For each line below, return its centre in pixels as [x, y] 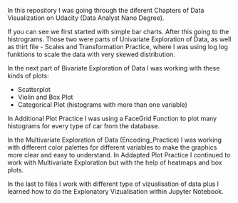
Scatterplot [34, 89]
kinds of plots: [28, 76]
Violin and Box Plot [45, 97]
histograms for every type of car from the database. [84, 126]
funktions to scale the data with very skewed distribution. [92, 54]
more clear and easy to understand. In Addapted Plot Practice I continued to [119, 155]
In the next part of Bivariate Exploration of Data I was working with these [114, 68]
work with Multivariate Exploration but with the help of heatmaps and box [115, 162]
